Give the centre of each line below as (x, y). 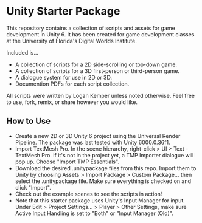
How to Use (29, 121)
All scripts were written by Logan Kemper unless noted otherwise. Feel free (101, 95)
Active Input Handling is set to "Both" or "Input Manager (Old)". (94, 213)
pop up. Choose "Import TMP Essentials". (67, 162)
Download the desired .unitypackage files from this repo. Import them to (106, 168)
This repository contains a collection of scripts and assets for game (91, 28)
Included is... (22, 52)
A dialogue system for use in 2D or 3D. (64, 77)
